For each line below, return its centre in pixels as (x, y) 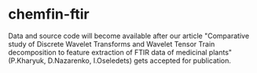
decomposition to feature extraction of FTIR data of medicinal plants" (120, 52)
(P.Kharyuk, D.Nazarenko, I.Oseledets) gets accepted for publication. (120, 61)
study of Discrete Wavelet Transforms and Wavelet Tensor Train (112, 43)
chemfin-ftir (49, 14)
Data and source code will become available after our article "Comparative (129, 36)
